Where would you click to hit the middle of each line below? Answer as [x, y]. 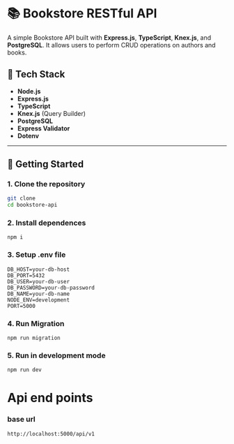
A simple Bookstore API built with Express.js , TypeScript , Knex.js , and [109, 37]
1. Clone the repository [46, 184]
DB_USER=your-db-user [39, 281]
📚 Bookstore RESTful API [82, 14]
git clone [22, 199]
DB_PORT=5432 [26, 275]
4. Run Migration [36, 323]
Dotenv [28, 135]
